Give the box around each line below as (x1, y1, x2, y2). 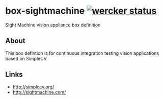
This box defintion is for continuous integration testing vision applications (5, 50, 159, 56)
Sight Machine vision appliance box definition (5, 22, 101, 28)
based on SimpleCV (5, 55, 47, 61)
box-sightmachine (5, 5, 85, 17)
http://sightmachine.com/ (12, 89, 66, 95)
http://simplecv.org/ (12, 84, 54, 90)
